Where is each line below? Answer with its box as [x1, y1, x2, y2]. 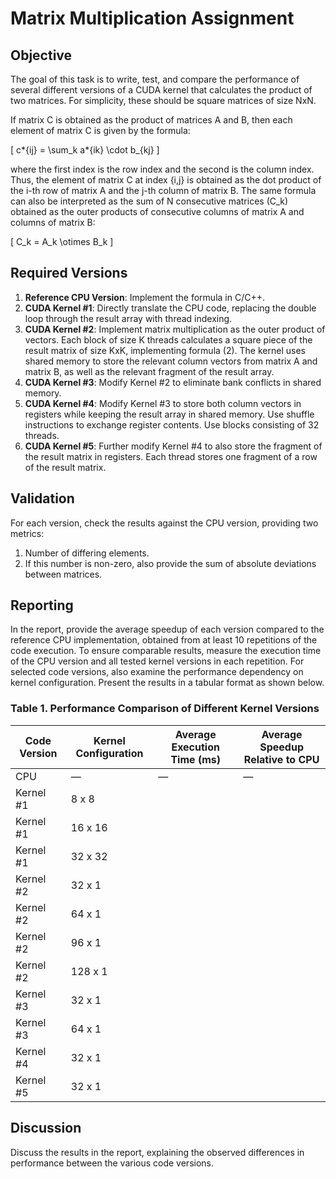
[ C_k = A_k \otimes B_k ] [10, 236, 114, 247]
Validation [10, 490, 75, 507]
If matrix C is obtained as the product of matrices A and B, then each [10, 114, 293, 126]
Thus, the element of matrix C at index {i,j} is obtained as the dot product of [10, 174, 322, 186]
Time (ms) [170, 752, 221, 766]
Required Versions [10, 265, 128, 282]
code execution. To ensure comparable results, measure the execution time [10, 645, 322, 657]
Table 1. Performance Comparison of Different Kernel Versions [10, 702, 320, 716]
